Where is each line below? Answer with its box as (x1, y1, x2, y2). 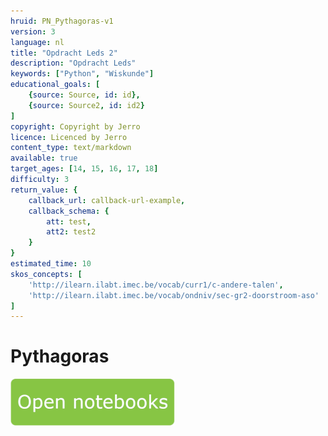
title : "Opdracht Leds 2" (10, 48, 118, 58)
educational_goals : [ (10, 80, 101, 90)
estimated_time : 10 (10, 259, 92, 269)
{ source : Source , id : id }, (28, 90, 141, 100)
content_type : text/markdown (10, 143, 132, 153)
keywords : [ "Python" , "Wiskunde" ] (10, 69, 155, 79)
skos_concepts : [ (10, 269, 83, 279)
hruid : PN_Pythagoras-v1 (10, 16, 114, 26)
